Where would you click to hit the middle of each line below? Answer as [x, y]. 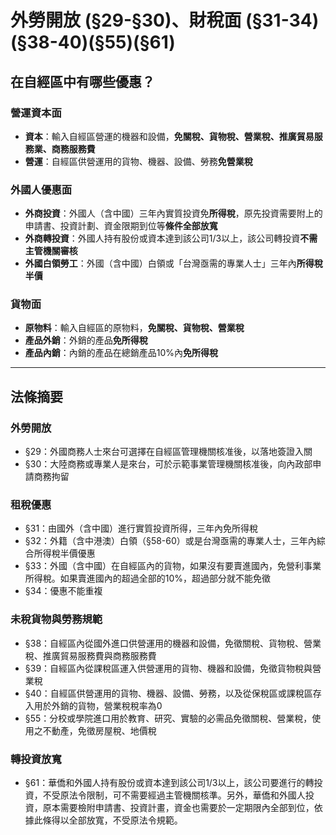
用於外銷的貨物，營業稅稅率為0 [98, 705]
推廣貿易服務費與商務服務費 [99, 655]
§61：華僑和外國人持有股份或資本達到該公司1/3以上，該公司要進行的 [165, 783]
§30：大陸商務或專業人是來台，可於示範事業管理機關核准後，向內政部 [168, 464]
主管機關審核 [51, 251]
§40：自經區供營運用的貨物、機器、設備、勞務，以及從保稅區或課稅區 [168, 693]
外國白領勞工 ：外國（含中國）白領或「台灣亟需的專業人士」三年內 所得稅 [173, 263]
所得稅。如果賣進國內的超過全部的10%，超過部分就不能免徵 [148, 578]
